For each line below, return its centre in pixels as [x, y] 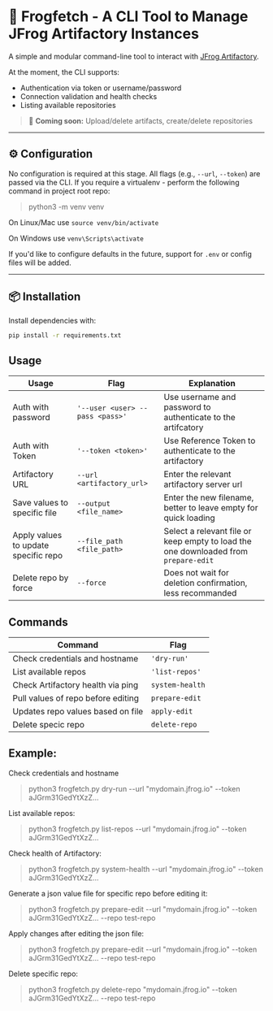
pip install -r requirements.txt [65, 335]
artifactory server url [203, 484]
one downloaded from [206, 552]
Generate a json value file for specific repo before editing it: [108, 893]
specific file [35, 513]
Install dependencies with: [52, 320]
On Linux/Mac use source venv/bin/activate [84, 222]
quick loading [189, 518]
